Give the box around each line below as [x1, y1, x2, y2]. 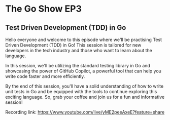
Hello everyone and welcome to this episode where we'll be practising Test [5, 36, 162, 43]
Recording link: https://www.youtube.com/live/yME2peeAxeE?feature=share [5, 109, 165, 115]
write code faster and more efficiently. [5, 73, 85, 79]
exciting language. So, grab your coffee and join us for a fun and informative [5, 94, 165, 100]
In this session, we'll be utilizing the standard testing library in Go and [5, 63, 151, 68]
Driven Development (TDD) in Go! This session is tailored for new [5, 42, 142, 48]
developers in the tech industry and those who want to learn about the [5, 48, 152, 53]
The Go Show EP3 [5, 3, 82, 15]
